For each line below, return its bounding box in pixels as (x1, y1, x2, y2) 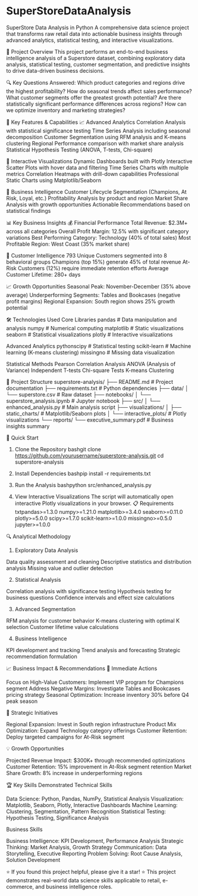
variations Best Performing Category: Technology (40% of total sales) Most (6, 234, 191, 241)
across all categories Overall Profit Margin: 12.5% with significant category (6, 228, 189, 235)
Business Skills (6, 826, 43, 833)
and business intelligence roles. (35, 883, 113, 890)
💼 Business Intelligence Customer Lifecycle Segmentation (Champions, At (6, 188, 187, 195)
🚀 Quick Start (6, 434, 39, 441)
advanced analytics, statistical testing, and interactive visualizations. (6, 36, 174, 44)
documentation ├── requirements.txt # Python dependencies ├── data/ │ (6, 385, 189, 392)
